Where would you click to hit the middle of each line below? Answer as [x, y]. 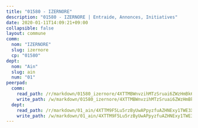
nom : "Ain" [25, 66]
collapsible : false [30, 28]
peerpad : [17, 83]
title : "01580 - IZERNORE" [39, 12]
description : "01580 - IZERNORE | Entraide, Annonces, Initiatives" [92, 17]
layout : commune [26, 34]
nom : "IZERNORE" [31, 45]
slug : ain [23, 72]
